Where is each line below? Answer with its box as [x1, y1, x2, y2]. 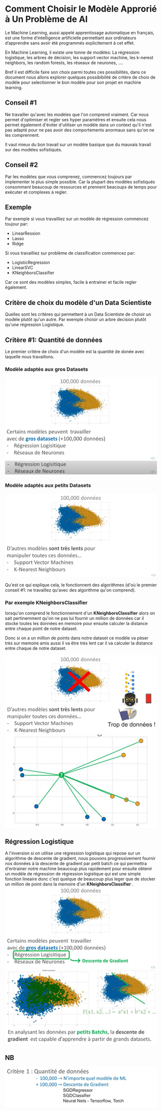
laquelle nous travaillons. [5, 354, 54, 359]
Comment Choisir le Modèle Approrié [5, 3, 157, 15]
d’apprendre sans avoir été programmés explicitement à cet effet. [5, 40, 135, 46]
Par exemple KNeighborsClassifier [5, 599, 88, 606]
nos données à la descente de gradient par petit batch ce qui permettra [5, 861, 147, 867]
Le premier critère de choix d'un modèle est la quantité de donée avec [5, 349, 145, 354]
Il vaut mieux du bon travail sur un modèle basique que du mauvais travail [5, 142, 151, 147]
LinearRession [12, 230, 40, 236]
